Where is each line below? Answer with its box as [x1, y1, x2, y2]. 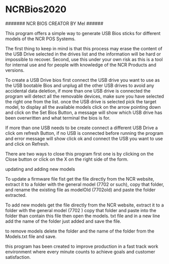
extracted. [5, 192, 27, 198]
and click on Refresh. [5, 141, 50, 147]
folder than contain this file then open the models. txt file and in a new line [5, 213, 160, 219]
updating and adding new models [5, 166, 75, 172]
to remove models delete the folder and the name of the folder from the [5, 228, 155, 234]
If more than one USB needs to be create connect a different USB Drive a [5, 125, 158, 131]
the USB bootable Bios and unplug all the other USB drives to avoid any [5, 82, 154, 89]
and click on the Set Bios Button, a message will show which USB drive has [5, 109, 162, 115]
